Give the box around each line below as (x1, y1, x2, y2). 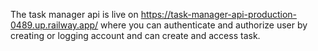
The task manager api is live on (10, 9, 139, 20)
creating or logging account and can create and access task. (10, 30, 261, 41)
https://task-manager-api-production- (140, 9, 297, 20)
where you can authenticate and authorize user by (100, 19, 308, 31)
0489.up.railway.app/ (10, 19, 99, 31)
